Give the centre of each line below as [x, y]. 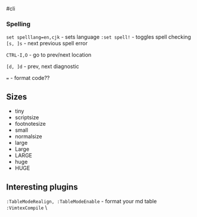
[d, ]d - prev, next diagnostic [43, 66]
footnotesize [30, 124]
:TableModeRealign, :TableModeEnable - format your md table [81, 201]
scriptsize [27, 117]
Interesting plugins [42, 187]
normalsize [28, 137]
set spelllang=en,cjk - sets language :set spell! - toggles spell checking [98, 37]
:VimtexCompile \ [27, 207]
